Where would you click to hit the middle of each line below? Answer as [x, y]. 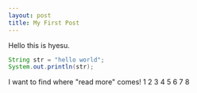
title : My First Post [44, 23]
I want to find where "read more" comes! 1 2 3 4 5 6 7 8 [99, 82]
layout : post [30, 15]
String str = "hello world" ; [56, 60]
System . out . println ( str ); [51, 67]
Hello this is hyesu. [39, 45]
